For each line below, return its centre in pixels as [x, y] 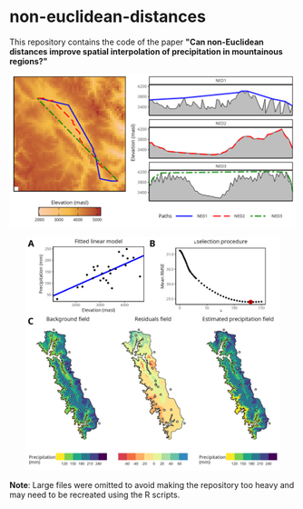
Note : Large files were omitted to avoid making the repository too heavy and [152, 484]
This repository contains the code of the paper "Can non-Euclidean [137, 42]
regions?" [29, 61]
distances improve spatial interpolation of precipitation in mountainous [146, 51]
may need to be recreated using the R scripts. [95, 494]
